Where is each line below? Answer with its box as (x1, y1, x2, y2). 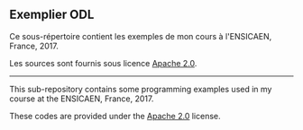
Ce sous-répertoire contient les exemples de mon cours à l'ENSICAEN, (9, 30, 272, 41)
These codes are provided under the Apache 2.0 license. (9, 110, 221, 121)
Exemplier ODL (9, 7, 95, 22)
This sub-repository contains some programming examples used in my (9, 83, 272, 94)
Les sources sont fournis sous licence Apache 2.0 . (9, 57, 197, 68)
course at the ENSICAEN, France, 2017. (9, 93, 154, 104)
